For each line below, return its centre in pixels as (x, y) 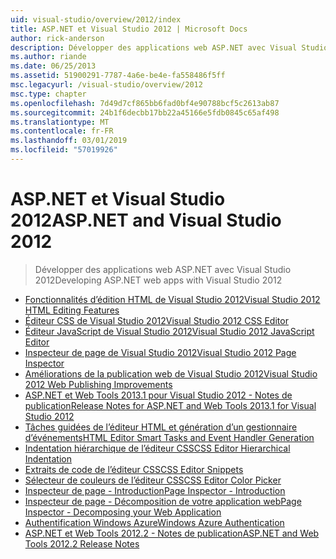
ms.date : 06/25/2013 (53, 66)
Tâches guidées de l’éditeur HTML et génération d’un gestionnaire (161, 427)
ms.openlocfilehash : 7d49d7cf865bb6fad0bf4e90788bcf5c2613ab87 (145, 103)
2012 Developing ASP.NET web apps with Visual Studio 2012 (158, 280)
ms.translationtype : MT (60, 122)
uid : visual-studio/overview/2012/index (96, 19)
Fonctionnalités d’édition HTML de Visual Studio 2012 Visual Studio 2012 (172, 299)
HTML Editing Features (72, 310)
